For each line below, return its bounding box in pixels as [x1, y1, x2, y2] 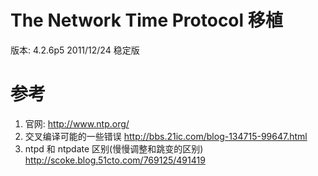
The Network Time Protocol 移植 [10, 9, 283, 32]
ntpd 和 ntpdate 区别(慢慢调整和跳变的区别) [24, 142, 204, 155]
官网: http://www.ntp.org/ [24, 117, 130, 130]
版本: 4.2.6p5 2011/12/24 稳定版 [10, 44, 140, 56]
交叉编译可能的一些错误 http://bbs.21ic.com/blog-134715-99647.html [24, 130, 308, 142]
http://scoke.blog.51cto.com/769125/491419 [24, 154, 206, 166]
